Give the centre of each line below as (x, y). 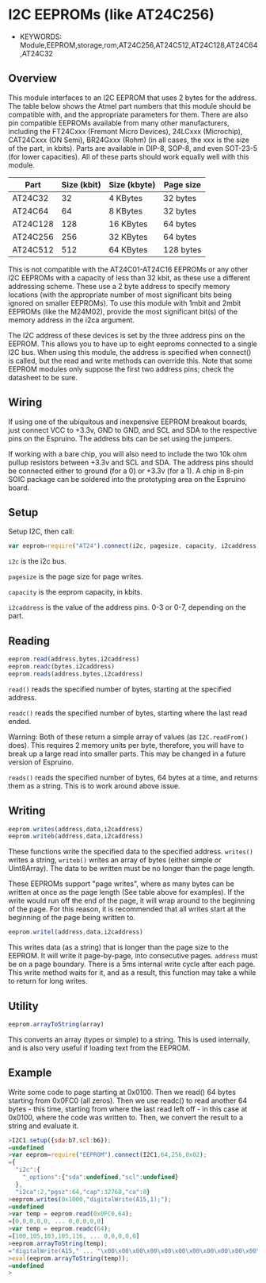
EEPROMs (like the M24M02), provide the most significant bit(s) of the (123, 311)
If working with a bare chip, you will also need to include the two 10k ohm (128, 453)
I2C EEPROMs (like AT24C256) (112, 15)
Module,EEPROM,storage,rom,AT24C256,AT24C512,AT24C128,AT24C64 (139, 44)
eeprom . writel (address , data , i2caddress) (76, 932)
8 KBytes (126, 210)
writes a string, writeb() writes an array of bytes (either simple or (115, 860)
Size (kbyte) (132, 184)
